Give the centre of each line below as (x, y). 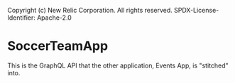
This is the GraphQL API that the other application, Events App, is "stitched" (118, 65)
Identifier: (21, 18)
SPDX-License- (196, 10)
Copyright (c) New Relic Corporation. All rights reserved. (90, 10)
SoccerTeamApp (58, 46)
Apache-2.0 (54, 18)
